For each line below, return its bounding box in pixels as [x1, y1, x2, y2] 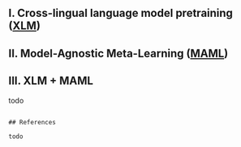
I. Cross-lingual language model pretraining [8, 6, 234, 20]
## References [8, 118, 57, 126]
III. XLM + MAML [8, 74, 93, 88]
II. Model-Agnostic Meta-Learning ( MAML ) [8, 46, 229, 60]
